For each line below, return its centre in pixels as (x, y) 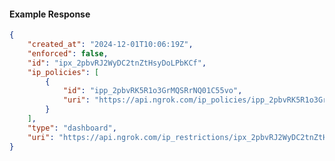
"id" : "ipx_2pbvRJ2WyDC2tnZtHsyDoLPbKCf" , (117, 63)
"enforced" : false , (68, 53)
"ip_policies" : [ (63, 72)
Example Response (50, 14)
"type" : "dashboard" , (72, 128)
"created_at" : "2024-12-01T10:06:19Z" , (110, 45)
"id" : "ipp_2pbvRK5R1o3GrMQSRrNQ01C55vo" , (152, 91)
